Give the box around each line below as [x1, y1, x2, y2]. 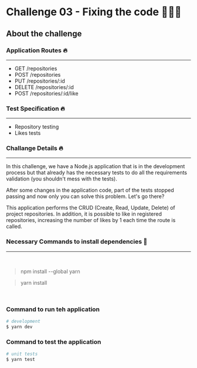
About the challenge [6, 29, 82, 39]
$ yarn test [6, 356, 35, 362]
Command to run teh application [6, 305, 100, 313]
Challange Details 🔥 [6, 144, 63, 152]
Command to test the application [6, 338, 101, 346]
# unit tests [6, 351, 38, 357]
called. [6, 223, 22, 230]
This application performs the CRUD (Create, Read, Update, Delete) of [6, 205, 176, 212]
